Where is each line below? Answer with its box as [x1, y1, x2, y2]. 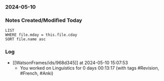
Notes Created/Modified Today [5, 16, 83, 23]
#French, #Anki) [20, 70, 54, 76]
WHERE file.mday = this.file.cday [5, 32, 78, 38]
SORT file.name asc [5, 37, 46, 42]
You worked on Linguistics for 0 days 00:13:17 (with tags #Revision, [20, 65, 159, 71]
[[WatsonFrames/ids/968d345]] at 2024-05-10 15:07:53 [12, 60, 128, 66]
